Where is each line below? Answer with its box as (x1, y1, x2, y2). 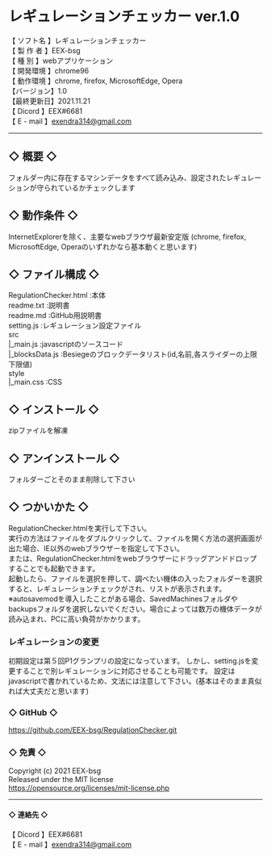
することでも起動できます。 (8, 563, 100, 573)
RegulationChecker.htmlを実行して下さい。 (8, 523, 152, 533)
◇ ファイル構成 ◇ (8, 267, 100, 281)
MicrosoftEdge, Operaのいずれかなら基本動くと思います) (8, 241, 198, 251)
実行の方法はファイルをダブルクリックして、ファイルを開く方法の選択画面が (8, 533, 262, 543)
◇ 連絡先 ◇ (8, 810, 48, 820)
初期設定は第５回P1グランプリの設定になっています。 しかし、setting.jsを (8, 656, 252, 666)
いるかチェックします (64, 182, 135, 192)
